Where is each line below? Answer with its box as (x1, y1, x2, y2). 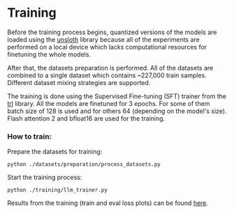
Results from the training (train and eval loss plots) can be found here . (7, 199, 208, 207)
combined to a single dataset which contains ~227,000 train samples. (7, 71, 207, 79)
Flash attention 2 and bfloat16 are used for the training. (7, 114, 166, 123)
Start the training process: (7, 173, 82, 182)
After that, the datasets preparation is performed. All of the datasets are (7, 63, 214, 72)
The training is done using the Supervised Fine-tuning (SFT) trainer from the (7, 92, 227, 100)
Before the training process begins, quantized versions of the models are (7, 28, 217, 36)
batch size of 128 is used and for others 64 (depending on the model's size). (7, 107, 227, 115)
